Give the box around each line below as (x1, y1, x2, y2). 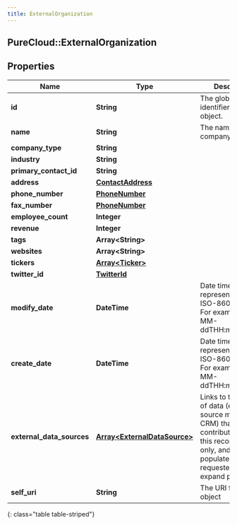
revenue (11, 223, 39, 233)
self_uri (11, 487, 37, 497)
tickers (11, 257, 35, 267)
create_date (11, 358, 51, 368)
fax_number (11, 200, 53, 210)
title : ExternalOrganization (7, 10, 93, 18)
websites (11, 246, 42, 256)
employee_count (11, 211, 68, 221)
